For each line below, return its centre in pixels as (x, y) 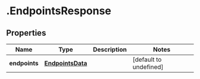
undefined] (148, 67)
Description (110, 50)
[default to (147, 59)
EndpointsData (66, 63)
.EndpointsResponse (59, 11)
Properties (26, 33)
